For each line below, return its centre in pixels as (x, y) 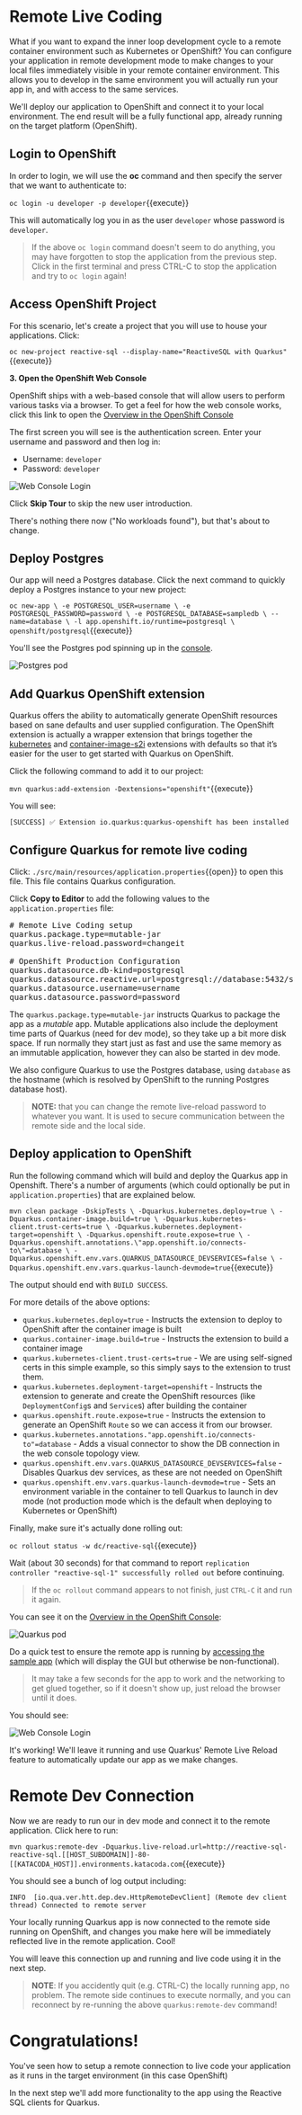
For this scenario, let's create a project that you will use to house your (138, 326)
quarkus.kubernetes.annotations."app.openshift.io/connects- (139, 1435)
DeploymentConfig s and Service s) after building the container (134, 1406)
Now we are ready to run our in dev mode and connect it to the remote (140, 1821)
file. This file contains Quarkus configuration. (93, 881)
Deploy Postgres (57, 558)
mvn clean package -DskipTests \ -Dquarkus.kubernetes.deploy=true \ (142, 1211)
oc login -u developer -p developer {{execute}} (99, 202)
